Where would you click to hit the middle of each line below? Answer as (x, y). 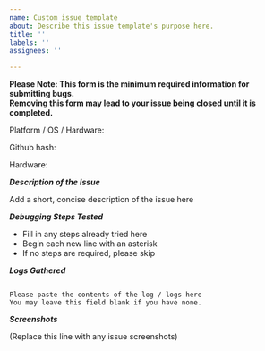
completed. (31, 113)
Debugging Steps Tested (56, 217)
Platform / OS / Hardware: (57, 130)
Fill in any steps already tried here (85, 235)
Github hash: (33, 148)
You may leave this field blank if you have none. (106, 303)
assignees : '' (36, 51)
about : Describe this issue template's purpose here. (112, 26)
